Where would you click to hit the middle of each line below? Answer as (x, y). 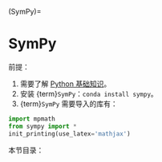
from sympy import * (43, 126)
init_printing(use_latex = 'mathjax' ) (69, 134)
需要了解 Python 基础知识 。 (65, 84)
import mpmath (32, 119)
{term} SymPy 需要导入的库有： (69, 104)
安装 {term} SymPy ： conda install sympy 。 (89, 93)
